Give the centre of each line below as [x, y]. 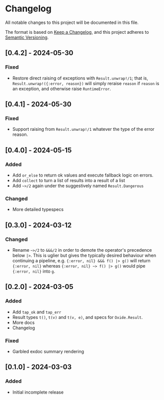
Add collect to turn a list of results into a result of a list [69, 180]
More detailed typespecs [38, 209]
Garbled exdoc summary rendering [48, 351]
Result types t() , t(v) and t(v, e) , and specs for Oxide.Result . [78, 317]
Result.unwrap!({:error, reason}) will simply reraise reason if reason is [86, 83]
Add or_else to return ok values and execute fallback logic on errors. [83, 175]
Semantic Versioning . [27, 37]
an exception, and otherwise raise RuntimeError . [62, 89]
